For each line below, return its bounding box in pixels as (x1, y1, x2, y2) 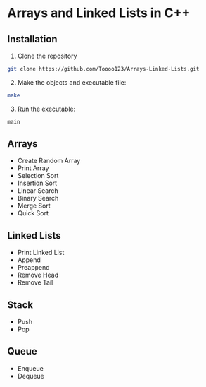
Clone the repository (17, 52, 77, 60)
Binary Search (17, 194, 59, 203)
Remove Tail (17, 278, 53, 287)
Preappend (17, 263, 51, 272)
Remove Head (17, 270, 58, 280)
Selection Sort (17, 172, 59, 180)
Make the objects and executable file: (17, 78, 127, 86)
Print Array (17, 164, 49, 172)
